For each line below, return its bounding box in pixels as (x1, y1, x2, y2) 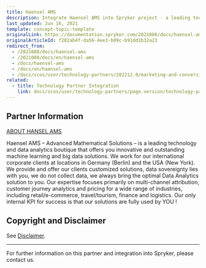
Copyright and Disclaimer (6, 215, 106, 226)
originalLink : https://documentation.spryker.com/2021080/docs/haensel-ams (6, 32, 204, 38)
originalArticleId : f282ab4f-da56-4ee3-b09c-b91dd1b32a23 (6, 37, 158, 43)
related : (6, 77, 29, 83)
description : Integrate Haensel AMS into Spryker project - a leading (6, 15, 191, 21)
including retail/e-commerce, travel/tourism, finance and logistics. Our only (6, 191, 196, 199)
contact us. (6, 256, 35, 263)
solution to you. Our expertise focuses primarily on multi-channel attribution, (6, 178, 199, 185)
